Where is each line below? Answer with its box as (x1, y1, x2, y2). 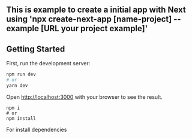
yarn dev (6, 82, 28, 89)
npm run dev (6, 71, 36, 77)
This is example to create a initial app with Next (6, 5, 186, 15)
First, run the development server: (6, 60, 91, 67)
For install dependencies (6, 126, 67, 133)
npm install (6, 115, 36, 122)
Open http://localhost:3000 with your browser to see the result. (6, 93, 163, 101)
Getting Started (6, 44, 65, 54)
